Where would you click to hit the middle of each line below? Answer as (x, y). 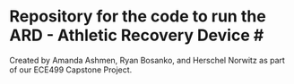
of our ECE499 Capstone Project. (71, 70)
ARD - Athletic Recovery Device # (137, 35)
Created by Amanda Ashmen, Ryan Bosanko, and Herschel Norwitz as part (147, 60)
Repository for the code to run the (138, 17)
